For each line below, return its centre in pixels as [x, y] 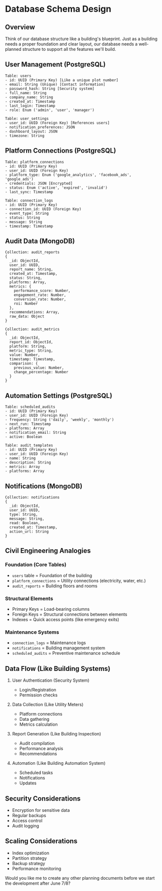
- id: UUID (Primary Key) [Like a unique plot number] [62, 80]
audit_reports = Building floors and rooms [55, 586]
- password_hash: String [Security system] [50, 89]
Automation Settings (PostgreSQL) [59, 395]
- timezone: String [25, 135]
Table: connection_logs [29, 200]
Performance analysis [41, 749]
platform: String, [28, 346]
